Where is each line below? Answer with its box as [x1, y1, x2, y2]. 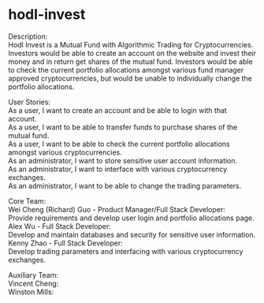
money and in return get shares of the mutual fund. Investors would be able [8, 57, 254, 66]
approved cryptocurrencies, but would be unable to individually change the [8, 73, 252, 83]
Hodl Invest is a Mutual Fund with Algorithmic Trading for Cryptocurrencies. [8, 39, 254, 49]
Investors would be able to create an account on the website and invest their [8, 48, 256, 58]
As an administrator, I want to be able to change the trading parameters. [8, 181, 242, 190]
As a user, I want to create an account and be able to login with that [8, 105, 227, 115]
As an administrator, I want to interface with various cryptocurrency [8, 164, 228, 174]
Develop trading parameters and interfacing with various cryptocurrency [8, 246, 244, 256]
